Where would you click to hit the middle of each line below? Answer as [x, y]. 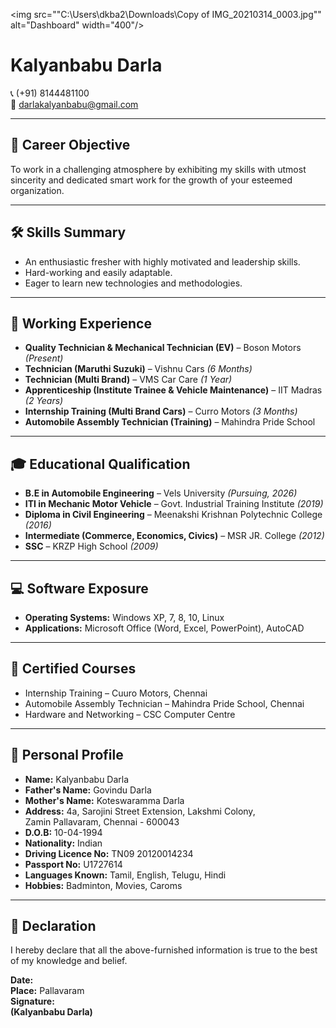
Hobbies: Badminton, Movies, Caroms [103, 885]
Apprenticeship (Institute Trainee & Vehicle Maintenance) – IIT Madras [173, 390]
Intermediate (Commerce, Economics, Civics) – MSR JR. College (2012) [174, 536]
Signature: [32, 1001]
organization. [37, 190]
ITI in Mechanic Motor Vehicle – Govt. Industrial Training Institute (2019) [174, 504]
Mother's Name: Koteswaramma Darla [104, 800]
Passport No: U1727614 [73, 864]
